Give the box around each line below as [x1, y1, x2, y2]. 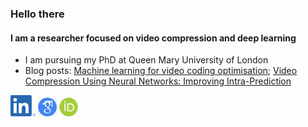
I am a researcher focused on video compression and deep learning [10, 32, 297, 44]
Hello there [10, 7, 65, 21]
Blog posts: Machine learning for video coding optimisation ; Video [24, 65, 298, 77]
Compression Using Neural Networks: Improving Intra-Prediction [24, 75, 292, 87]
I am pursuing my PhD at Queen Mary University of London [24, 54, 269, 66]
